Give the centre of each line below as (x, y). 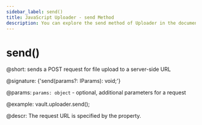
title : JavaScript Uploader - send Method (60, 17)
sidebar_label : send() (35, 12)
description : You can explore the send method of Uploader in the (91, 23)
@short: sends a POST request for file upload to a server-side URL (89, 69)
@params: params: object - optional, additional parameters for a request (96, 93)
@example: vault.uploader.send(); (48, 104)
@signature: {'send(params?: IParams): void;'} (63, 81)
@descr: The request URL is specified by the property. (74, 116)
